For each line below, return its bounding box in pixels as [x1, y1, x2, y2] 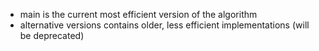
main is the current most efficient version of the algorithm [19, 9, 258, 20]
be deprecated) [19, 30, 85, 41]
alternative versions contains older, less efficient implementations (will [19, 19, 310, 31]
